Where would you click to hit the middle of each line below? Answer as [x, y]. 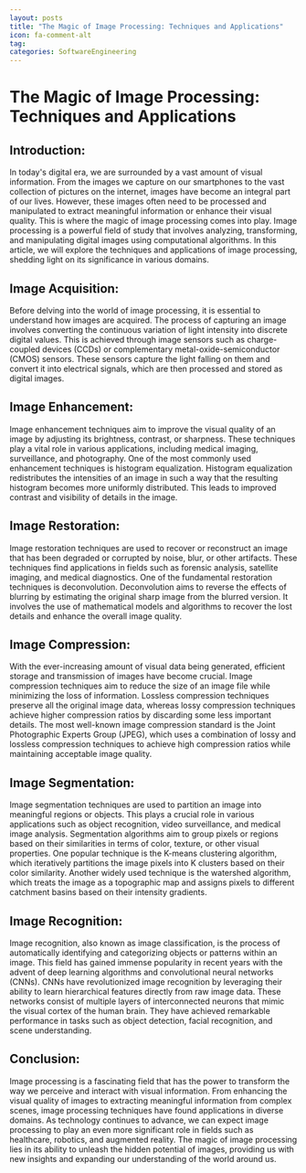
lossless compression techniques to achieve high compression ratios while [150, 744]
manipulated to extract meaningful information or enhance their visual [141, 211]
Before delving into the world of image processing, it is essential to [135, 310]
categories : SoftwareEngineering [73, 52]
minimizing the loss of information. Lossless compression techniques [139, 696]
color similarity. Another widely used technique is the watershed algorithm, [150, 873]
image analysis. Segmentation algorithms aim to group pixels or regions [144, 834]
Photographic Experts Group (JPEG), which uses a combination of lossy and [153, 735]
